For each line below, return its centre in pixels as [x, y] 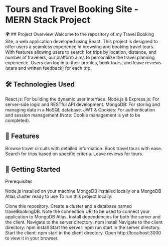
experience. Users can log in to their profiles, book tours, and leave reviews [83, 63]
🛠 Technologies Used [40, 85]
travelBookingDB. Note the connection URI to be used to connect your [77, 211]
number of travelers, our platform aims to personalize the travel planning [80, 57]
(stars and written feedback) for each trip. [48, 68]
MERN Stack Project [48, 20]
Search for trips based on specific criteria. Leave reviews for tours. [74, 154]
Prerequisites [19, 181]
